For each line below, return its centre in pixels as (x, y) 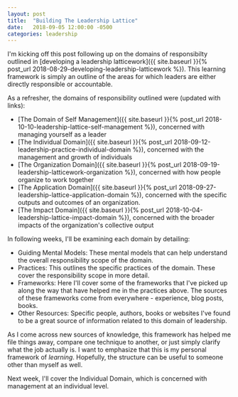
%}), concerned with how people (173, 172)
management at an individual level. (58, 386)
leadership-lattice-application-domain (73, 195)
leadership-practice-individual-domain (74, 149)
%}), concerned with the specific (179, 195)
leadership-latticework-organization (70, 172)
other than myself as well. (45, 365)
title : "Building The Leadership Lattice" (73, 21)
